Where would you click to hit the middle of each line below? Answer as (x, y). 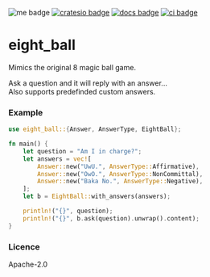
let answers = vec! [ (57, 159)
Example (26, 112)
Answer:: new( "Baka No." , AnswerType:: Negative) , (120, 182)
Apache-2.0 (28, 264)
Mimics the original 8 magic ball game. (72, 67)
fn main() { (28, 144)
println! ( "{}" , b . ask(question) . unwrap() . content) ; (111, 218)
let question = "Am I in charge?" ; (82, 151)
